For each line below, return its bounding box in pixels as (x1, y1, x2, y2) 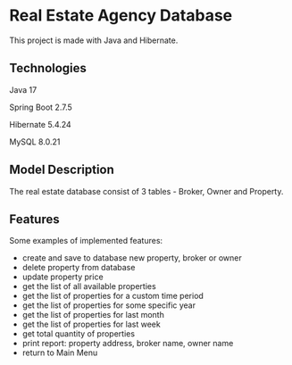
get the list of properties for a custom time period (21, 291, 204, 302)
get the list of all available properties (21, 281, 156, 292)
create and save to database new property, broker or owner (21, 253, 243, 263)
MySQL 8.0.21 (9, 136, 61, 147)
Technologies (9, 61, 88, 76)
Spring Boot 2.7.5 (9, 102, 73, 112)
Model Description (9, 162, 114, 178)
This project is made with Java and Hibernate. (9, 35, 179, 46)
